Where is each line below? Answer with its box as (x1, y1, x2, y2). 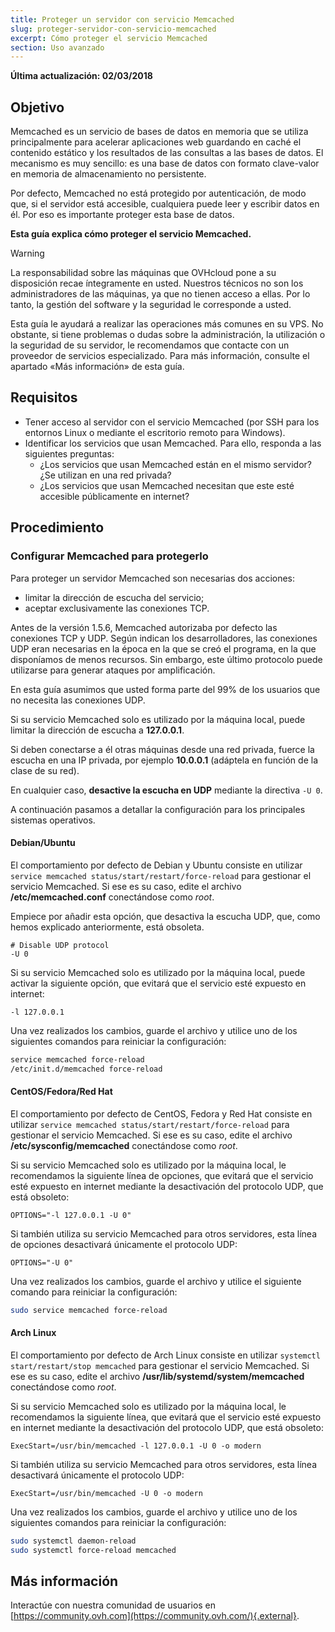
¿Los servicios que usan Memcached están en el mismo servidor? (39, 458, 312, 470)
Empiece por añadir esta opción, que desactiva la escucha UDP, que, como (10, 910, 321, 922)
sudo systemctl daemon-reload (10, 1536, 137, 1546)
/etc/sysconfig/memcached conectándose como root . (10, 1139, 238, 1151)
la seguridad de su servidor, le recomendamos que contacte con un (10, 339, 290, 351)
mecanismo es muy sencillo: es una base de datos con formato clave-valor (10, 157, 320, 170)
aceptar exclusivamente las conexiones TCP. (24, 602, 210, 614)
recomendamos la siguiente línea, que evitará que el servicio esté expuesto (10, 1411, 322, 1423)
